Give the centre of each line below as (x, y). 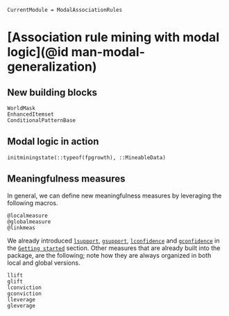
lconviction (24, 288)
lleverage (22, 299)
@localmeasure (28, 216)
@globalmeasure (29, 222)
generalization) (52, 67)
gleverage (22, 306)
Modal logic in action (53, 142)
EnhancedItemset (31, 114)
